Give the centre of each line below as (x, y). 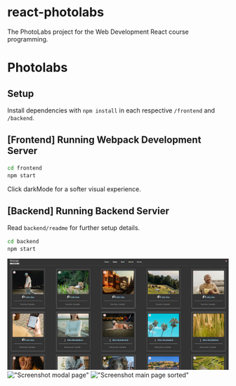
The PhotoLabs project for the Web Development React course (98, 32)
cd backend (23, 242)
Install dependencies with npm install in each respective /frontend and (111, 110)
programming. (28, 39)
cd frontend (25, 168)
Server (22, 151)
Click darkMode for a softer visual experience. (74, 189)
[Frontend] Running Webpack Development (104, 140)
